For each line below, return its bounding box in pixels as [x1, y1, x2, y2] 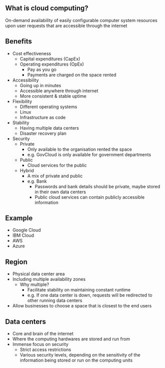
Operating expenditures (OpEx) [19, 61, 84, 67]
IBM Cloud [12, 232, 34, 238]
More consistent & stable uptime [19, 93, 87, 99]
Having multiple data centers [19, 125, 79, 131]
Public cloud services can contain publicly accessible [34, 194, 145, 200]
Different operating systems [19, 104, 77, 110]
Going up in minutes [19, 82, 61, 88]
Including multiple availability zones [12, 276, 86, 282]
